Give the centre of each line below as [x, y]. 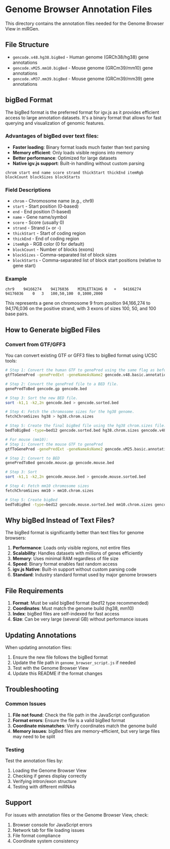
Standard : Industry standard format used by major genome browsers [84, 575]
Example [16, 279]
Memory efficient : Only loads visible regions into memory [73, 152]
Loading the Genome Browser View [50, 770]
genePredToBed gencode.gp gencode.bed [46, 389]
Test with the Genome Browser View [51, 668]
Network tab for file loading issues [48, 830]
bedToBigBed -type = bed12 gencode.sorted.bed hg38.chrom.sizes [72, 431]
